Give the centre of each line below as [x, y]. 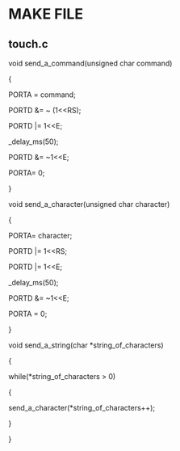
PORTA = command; [42, 95]
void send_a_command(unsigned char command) [90, 63]
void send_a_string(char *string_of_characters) [86, 345]
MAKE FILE [46, 14]
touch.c [28, 44]
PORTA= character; [40, 236]
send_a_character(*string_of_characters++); [82, 408]
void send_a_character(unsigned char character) [89, 204]
